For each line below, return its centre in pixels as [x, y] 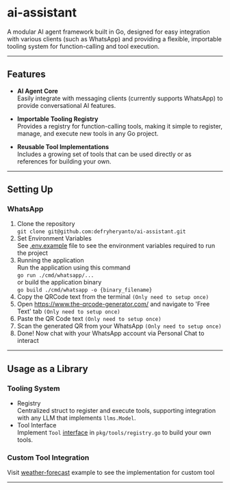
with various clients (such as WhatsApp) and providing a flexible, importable [115, 38]
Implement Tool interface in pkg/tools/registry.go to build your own [114, 433]
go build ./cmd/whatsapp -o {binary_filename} [85, 290]
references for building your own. [64, 161]
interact [28, 341]
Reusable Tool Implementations [63, 146]
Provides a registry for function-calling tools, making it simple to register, [119, 126]
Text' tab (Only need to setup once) [69, 311]
